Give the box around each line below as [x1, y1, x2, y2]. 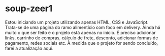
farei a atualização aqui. [5, 45, 54, 51]
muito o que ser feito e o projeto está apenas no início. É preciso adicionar [5, 29, 156, 35]
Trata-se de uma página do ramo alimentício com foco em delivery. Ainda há [5, 24, 161, 30]
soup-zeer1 [5, 3, 53, 14]
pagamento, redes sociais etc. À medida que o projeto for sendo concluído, [5, 40, 158, 46]
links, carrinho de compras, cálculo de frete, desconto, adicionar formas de [5, 35, 159, 41]
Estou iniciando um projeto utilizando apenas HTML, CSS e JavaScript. [5, 19, 149, 25]
